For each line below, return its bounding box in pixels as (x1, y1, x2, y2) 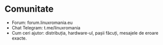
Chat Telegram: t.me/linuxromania (11, 24, 81, 30)
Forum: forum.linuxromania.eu (11, 20, 73, 25)
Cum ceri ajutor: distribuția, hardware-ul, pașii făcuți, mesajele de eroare (11, 30, 159, 36)
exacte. (11, 35, 27, 41)
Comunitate (4, 3, 54, 15)
